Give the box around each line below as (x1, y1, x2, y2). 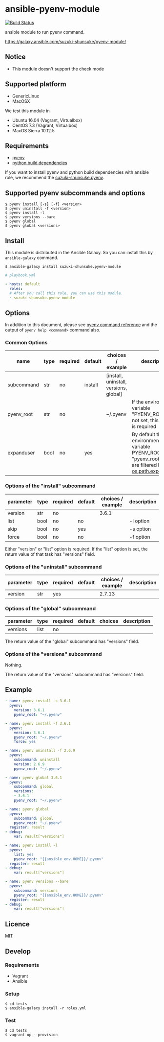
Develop (5, 947, 31, 955)
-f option (129, 533, 150, 540)
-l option (129, 518, 150, 524)
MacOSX (12, 98, 30, 104)
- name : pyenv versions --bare (5, 879, 69, 884)
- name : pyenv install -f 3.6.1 (5, 721, 71, 726)
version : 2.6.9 (14, 761, 45, 767)
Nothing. (5, 662, 23, 668)
